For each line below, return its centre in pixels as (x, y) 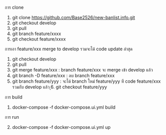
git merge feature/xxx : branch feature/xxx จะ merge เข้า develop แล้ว (82, 70)
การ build (14, 97)
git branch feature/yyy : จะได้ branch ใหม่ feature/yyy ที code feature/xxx (86, 81)
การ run (12, 117)
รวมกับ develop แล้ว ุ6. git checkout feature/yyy (59, 87)
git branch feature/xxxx (37, 33)
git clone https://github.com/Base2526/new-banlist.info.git (74, 18)
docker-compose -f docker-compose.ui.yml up (61, 127)
